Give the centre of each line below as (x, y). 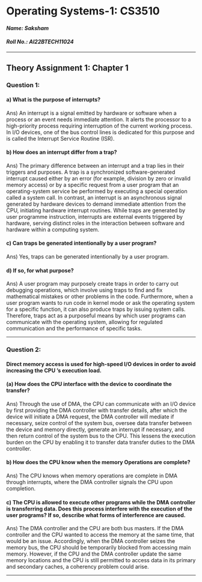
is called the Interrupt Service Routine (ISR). (60, 138)
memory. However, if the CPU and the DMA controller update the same (94, 554)
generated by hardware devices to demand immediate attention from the (96, 204)
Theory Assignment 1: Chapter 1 (68, 68)
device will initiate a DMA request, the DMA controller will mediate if (90, 417)
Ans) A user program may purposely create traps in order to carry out (92, 284)
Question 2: (24, 350)
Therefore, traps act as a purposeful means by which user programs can (96, 316)
